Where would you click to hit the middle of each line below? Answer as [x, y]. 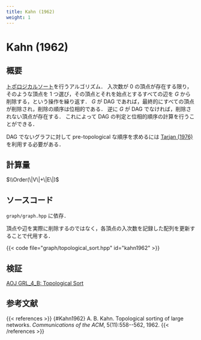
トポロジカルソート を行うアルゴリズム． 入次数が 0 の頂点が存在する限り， [99, 86]
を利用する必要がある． [35, 144]
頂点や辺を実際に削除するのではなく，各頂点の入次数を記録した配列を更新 [98, 228]
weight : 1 [19, 17]
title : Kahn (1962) [31, 12]
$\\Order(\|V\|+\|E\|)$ [33, 180]
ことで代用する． [32, 236]
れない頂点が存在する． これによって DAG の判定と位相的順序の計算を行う [98, 116]
